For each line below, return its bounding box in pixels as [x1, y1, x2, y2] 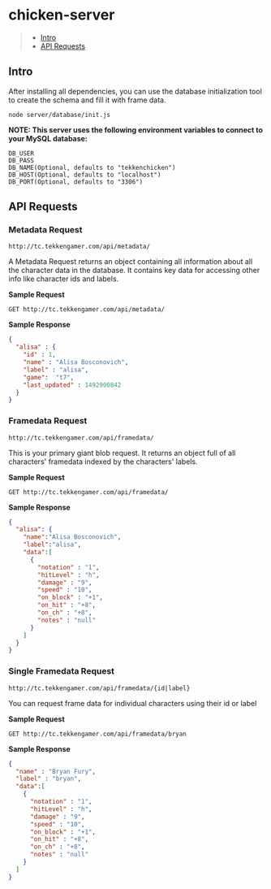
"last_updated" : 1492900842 [23, 380, 122, 389]
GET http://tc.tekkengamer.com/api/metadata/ [8, 306, 165, 314]
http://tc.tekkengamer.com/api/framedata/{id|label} [8, 684, 191, 692]
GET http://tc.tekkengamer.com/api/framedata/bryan [8, 730, 187, 738]
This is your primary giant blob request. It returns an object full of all [8, 448, 236, 458]
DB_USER [8, 149, 35, 158]
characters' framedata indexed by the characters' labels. [8, 457, 198, 466]
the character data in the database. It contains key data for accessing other [8, 266, 260, 275]
